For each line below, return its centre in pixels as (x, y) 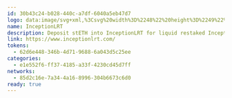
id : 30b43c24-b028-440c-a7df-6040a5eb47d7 (69, 13)
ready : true (24, 84)
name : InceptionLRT (35, 26)
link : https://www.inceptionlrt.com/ (61, 39)
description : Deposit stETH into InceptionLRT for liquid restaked (106, 33)
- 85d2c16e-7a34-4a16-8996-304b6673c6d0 (72, 78)
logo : (15, 20)
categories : (24, 59)
